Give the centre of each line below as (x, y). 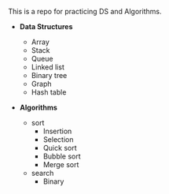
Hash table (49, 92)
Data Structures (46, 26)
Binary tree (49, 75)
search (42, 173)
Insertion (57, 131)
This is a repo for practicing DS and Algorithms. (85, 11)
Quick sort (60, 148)
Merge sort (61, 164)
